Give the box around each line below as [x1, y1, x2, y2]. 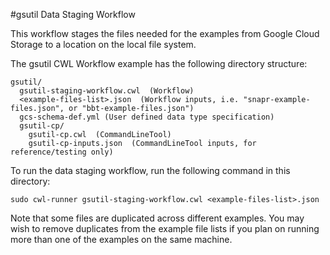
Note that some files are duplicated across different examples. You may [10, 212, 305, 224]
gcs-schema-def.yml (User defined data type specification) [19, 112, 275, 122]
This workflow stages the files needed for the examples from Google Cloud [10, 28, 320, 39]
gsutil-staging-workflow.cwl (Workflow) [19, 86, 195, 96]
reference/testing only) [10, 147, 114, 157]
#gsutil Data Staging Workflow [10, 9, 136, 20]
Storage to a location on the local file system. [10, 39, 197, 50]
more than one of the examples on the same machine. [10, 234, 233, 245]
